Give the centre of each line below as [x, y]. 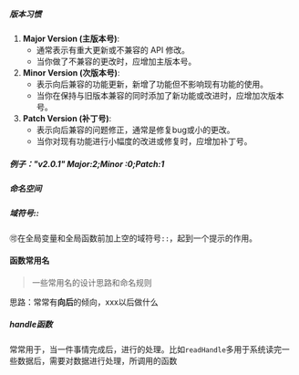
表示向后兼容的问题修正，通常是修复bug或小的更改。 [135, 130]
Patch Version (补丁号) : [67, 118]
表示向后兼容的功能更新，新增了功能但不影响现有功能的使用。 [152, 84]
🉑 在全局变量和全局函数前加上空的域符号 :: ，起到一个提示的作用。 [134, 238]
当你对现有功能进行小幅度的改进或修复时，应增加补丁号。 [144, 141]
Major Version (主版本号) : [71, 38]
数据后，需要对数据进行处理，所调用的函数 [97, 360]
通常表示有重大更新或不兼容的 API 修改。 [113, 49]
